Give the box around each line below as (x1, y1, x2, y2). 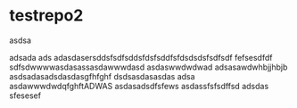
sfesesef (9, 90, 42, 101)
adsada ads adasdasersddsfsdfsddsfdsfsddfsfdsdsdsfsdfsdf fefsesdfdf (9, 52, 273, 62)
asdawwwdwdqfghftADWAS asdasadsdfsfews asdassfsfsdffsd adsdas (9, 80, 269, 91)
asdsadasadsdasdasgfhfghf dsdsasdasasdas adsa (9, 71, 195, 81)
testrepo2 (9, 5, 84, 26)
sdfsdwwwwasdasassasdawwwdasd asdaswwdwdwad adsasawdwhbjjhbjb (9, 62, 288, 72)
